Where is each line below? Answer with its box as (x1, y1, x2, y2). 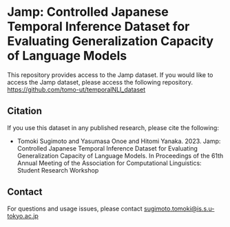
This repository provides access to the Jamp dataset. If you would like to (7, 70, 213, 79)
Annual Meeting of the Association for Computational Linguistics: (17, 159, 202, 167)
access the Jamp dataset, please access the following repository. (7, 78, 193, 86)
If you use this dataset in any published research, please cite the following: (7, 123, 219, 131)
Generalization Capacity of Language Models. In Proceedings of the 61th (17, 151, 224, 160)
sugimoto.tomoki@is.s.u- (143, 204, 215, 213)
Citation (7, 105, 43, 117)
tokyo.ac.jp (7, 211, 39, 220)
